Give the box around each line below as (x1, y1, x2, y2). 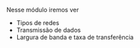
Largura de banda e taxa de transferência (16, 33, 135, 41)
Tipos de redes (16, 19, 60, 26)
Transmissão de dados (16, 26, 81, 34)
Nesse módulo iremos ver (6, 6, 80, 14)
